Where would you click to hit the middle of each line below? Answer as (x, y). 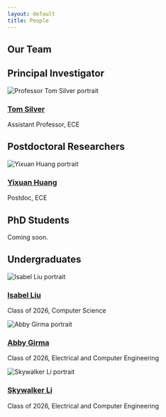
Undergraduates (44, 260)
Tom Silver (26, 109)
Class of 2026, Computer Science (57, 310)
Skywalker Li (30, 390)
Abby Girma (28, 342)
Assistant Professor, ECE (44, 124)
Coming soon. (28, 237)
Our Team (29, 49)
